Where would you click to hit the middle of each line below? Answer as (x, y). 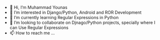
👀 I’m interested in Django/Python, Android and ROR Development (76, 12)
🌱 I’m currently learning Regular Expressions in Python (64, 17)
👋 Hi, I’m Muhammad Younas (38, 7)
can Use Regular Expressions (39, 28)
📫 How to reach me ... (32, 33)
